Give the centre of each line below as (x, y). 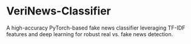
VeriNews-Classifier (59, 11)
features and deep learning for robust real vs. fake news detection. (90, 34)
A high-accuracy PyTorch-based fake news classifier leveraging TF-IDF (96, 28)
